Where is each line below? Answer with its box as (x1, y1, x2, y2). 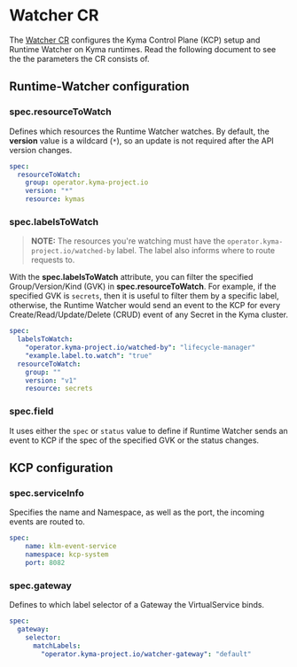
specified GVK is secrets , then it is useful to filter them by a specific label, (9, 291, 279, 301)
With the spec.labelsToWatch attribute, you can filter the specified (9, 272, 254, 283)
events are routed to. (9, 516, 86, 527)
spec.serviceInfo (9, 486, 84, 499)
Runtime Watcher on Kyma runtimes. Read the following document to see (9, 43, 277, 54)
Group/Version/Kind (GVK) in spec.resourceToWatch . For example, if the (9, 281, 277, 292)
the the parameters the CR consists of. (9, 53, 150, 64)
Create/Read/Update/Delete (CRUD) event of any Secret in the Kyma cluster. (9, 309, 288, 320)
